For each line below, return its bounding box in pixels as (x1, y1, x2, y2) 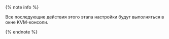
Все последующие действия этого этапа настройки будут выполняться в (5, 14, 164, 19)
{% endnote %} (5, 29, 38, 34)
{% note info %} (5, 4, 39, 10)
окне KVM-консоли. (5, 19, 49, 25)
